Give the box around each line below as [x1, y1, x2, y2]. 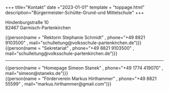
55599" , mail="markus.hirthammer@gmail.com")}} [5, 81, 112, 87]
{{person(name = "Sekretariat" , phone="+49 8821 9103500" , [5, 45, 134, 51]
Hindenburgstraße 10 [5, 20, 49, 25]
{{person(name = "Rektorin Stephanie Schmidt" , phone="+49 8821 [5, 35, 145, 40]
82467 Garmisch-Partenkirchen [5, 25, 71, 31]
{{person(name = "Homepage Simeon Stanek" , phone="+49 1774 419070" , [5, 65, 163, 71]
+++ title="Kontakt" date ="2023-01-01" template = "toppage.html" [5, 5, 145, 10]
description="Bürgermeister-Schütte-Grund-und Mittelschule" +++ [5, 10, 144, 16]
